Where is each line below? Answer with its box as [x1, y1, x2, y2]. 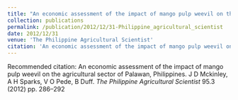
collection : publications [7, 17, 84, 24]
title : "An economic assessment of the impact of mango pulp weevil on [7, 10, 223, 18]
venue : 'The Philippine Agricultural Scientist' [7, 37, 154, 44]
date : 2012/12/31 [7, 30, 59, 37]
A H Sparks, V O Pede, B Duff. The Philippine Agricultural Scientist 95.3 [7, 77, 215, 85]
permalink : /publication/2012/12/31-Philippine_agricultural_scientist [7, 23, 223, 30]
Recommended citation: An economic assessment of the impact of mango [7, 63, 224, 70]
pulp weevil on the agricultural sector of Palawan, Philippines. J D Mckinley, [7, 70, 228, 78]
